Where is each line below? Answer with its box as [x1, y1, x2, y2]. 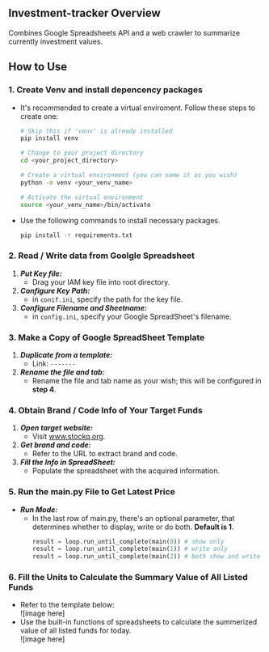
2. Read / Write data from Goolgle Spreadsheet [8, 250, 195, 261]
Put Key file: [19, 269, 62, 278]
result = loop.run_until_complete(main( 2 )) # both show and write [32, 553, 261, 561]
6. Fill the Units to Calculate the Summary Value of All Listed [8, 572, 248, 583]
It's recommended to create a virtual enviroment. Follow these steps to [19, 103, 256, 112]
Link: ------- [32, 358, 76, 368]
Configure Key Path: [19, 286, 90, 295]
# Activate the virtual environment [19, 193, 144, 201]
